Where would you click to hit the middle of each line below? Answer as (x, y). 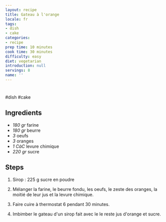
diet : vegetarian (23, 61)
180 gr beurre (27, 130)
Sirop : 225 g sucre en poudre (43, 179)
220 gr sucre (26, 151)
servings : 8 (18, 71)
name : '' (14, 75)
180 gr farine (26, 125)
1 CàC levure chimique (36, 146)
